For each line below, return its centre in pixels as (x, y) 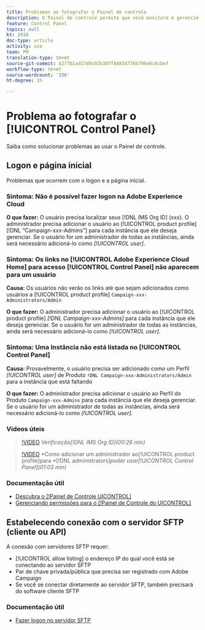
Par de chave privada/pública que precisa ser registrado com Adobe (102, 572)
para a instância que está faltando (49, 381)
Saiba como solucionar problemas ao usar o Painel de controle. (87, 146)
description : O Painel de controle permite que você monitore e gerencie (103, 18)
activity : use (25, 47)
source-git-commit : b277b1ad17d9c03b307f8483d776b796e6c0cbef (87, 63)
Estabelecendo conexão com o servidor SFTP (95, 522)
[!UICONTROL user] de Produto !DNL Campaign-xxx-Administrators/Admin (99, 375)
